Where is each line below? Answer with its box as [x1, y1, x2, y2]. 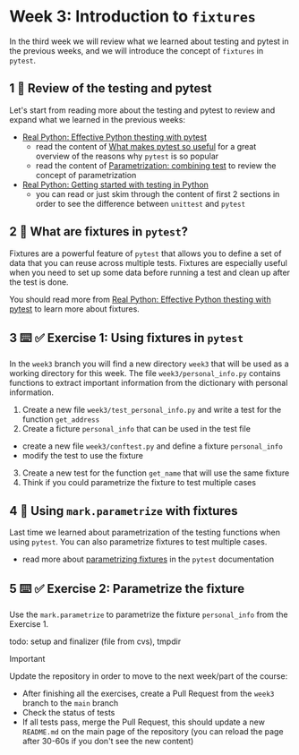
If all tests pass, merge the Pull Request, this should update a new [21, 716, 266, 727]
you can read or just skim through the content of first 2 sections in [35, 188, 280, 199]
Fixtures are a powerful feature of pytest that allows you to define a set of [9, 248, 282, 259]
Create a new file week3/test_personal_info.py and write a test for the [21, 405, 282, 416]
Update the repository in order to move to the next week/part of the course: [9, 671, 288, 682]
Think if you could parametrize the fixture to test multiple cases [21, 477, 257, 488]
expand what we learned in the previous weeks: [9, 114, 186, 124]
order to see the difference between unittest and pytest [35, 198, 246, 209]
